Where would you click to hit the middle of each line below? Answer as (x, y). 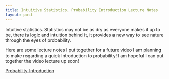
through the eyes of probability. (38, 40)
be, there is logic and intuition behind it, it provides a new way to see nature (84, 35)
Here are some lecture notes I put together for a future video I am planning (83, 50)
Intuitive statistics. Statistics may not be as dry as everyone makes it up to (83, 29)
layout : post (19, 15)
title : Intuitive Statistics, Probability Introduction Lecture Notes (82, 10)
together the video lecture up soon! (42, 61)
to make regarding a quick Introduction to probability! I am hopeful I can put (84, 55)
